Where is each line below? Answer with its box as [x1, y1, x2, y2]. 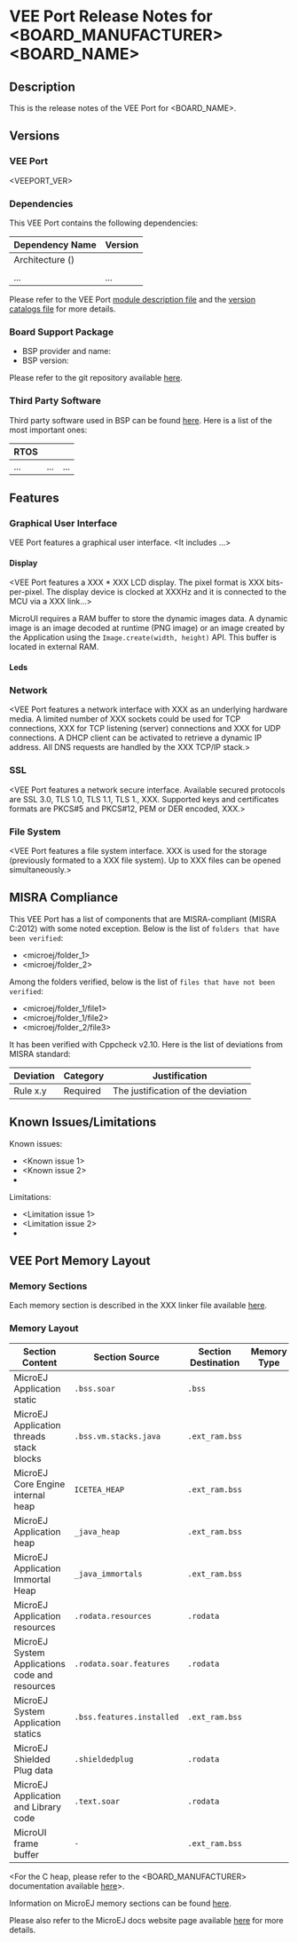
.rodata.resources [74, 1611, 153, 1621]
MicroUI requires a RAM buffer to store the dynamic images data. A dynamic [9, 613, 288, 624]
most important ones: [9, 424, 88, 435]
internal [13, 1488, 46, 1501]
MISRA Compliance [9, 890, 118, 905]
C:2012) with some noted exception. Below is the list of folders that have [9, 923, 279, 934]
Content [21, 1356, 58, 1369]
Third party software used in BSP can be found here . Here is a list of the [9, 414, 272, 425]
